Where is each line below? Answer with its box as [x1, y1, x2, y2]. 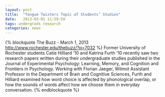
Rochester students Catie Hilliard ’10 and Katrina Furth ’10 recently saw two [5, 50, 159, 56]
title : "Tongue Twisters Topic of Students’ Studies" [5, 12, 121, 17]
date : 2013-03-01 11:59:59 [5, 16, 65, 21]
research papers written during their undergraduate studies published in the [5, 55, 160, 61]
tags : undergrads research [5, 21, 61, 26]
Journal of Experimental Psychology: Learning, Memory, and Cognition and [5, 61, 159, 67]
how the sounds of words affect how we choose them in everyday [5, 82, 140, 88]
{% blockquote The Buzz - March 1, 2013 [5, 39, 89, 45]
